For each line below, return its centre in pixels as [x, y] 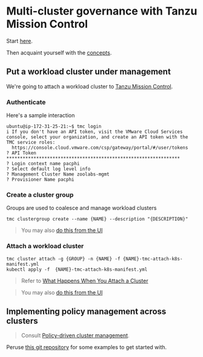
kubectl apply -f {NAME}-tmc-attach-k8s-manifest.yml [77, 269]
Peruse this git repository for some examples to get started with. [87, 347]
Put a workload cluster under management [88, 72]
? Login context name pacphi [43, 164]
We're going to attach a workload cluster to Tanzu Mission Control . [90, 86]
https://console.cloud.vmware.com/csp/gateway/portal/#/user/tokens [100, 148]
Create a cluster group [40, 194]
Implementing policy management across [86, 312]
